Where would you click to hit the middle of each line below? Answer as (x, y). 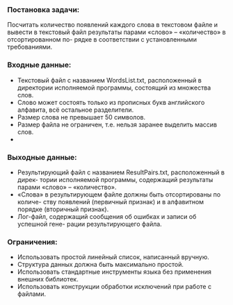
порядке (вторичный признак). (63, 209)
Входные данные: (39, 65)
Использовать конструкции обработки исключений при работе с (114, 287)
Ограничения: (32, 242)
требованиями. (30, 47)
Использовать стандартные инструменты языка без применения (114, 272)
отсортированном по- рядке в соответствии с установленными (102, 40)
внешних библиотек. (48, 279)
